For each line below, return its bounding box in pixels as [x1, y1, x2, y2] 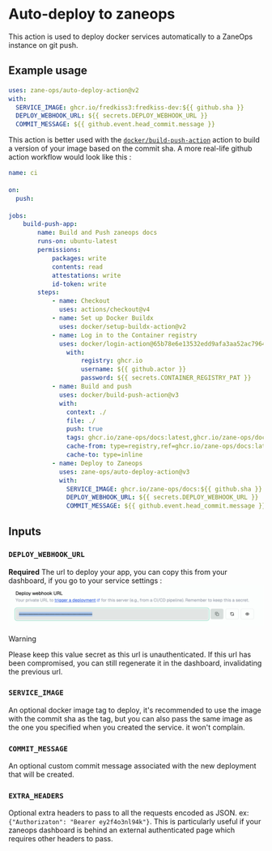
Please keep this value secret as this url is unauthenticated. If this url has [8, 649, 252, 659]
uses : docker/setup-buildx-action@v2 [59, 322, 186, 330]
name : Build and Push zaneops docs [37, 228, 158, 237]
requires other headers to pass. [8, 834, 113, 844]
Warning [8, 633, 36, 644]
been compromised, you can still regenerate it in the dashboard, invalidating [8, 657, 262, 668]
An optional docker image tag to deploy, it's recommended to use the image [8, 705, 261, 715]
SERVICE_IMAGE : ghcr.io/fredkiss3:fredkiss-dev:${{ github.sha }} [15, 103, 244, 112]
